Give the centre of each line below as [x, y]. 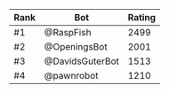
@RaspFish [68, 32]
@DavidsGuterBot [82, 61]
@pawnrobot [71, 76]
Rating [142, 17]
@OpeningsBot [76, 46]
